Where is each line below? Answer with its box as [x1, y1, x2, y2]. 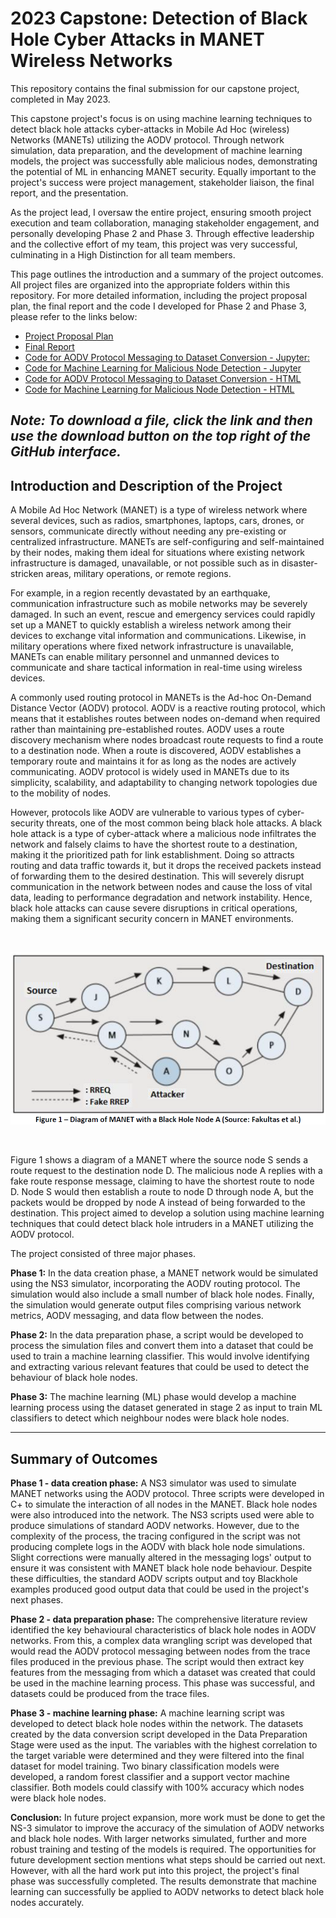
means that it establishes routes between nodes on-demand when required [10, 713, 321, 725]
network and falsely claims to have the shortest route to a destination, [10, 838, 298, 851]
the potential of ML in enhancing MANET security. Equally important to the [10, 165, 317, 177]
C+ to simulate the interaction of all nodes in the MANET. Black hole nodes [10, 1498, 318, 1511]
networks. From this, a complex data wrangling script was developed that [10, 1635, 313, 1647]
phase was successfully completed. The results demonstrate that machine [10, 1875, 317, 1887]
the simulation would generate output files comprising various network [10, 1299, 302, 1311]
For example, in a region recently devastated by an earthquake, [10, 587, 271, 599]
